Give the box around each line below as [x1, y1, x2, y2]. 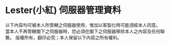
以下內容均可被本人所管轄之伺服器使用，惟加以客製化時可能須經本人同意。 [5, 22, 160, 28]
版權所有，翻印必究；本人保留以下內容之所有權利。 [15, 34, 122, 40]
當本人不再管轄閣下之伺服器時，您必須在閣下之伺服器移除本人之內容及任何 [5, 28, 160, 34]
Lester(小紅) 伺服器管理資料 [5, 4, 121, 16]
